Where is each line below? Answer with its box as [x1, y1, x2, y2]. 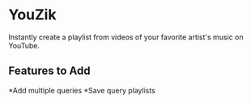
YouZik [8, 6, 57, 24]
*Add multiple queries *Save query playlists [8, 85, 156, 95]
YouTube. [8, 40, 40, 50]
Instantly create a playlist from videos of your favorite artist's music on [8, 32, 245, 42]
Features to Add [8, 64, 91, 78]
